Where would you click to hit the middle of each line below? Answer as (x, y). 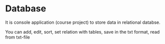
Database (26, 9)
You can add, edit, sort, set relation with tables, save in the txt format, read (82, 32)
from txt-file (18, 37)
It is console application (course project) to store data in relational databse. (83, 22)
